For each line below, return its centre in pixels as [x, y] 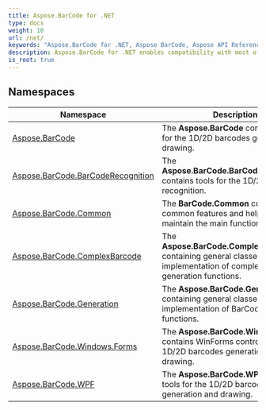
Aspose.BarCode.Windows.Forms [75, 346]
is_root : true [32, 60]
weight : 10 [26, 30]
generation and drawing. [207, 394]
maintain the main [195, 223]
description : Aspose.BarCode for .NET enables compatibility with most [129, 52]
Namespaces [42, 92]
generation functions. [201, 276]
